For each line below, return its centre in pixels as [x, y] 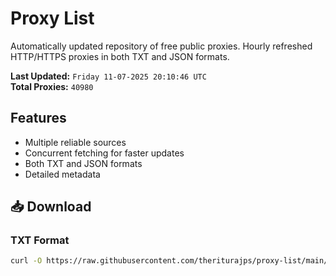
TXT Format [40, 240]
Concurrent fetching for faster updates [104, 153]
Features [38, 118]
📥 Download [51, 207]
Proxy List [52, 18]
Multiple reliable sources [75, 142]
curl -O [26, 261]
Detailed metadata [62, 174]
